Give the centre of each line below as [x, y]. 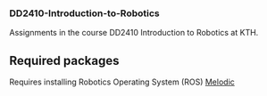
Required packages [64, 60]
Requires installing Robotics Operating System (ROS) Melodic [122, 82]
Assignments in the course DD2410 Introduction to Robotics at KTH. [134, 33]
